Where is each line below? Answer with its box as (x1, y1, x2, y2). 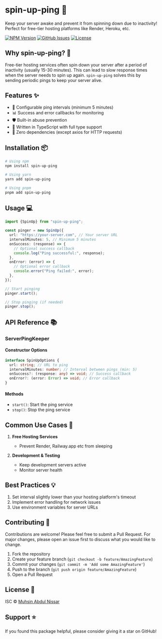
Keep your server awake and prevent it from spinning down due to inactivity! (5, 20, 157, 26)
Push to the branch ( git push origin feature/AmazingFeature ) (12, 566, 137, 572)
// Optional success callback (14, 246, 75, 251)
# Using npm (5, 159, 29, 164)
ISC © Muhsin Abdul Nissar (5, 598, 60, 604)
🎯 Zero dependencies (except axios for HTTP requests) (12, 129, 122, 135)
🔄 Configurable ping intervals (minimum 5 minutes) (12, 104, 114, 110)
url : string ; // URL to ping (9, 362, 68, 367)
